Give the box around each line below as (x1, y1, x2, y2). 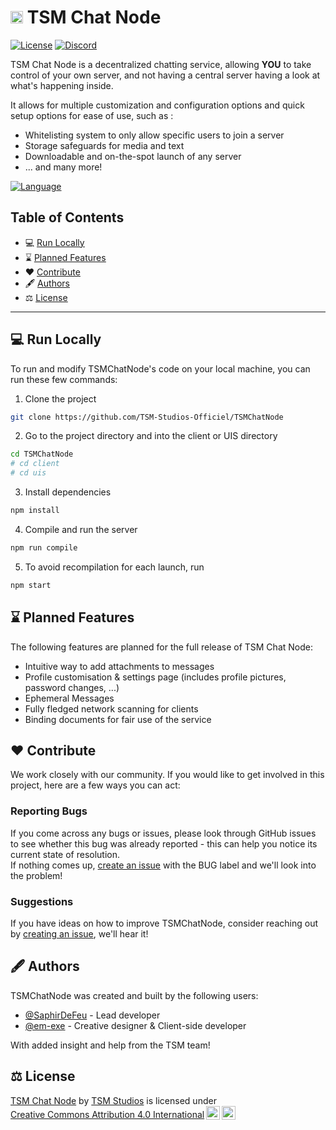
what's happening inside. (10, 79, 114, 91)
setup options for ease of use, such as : (10, 109, 174, 121)
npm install (10, 506, 60, 516)
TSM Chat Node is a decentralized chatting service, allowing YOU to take (10, 58, 312, 70)
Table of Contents (10, 209, 125, 226)
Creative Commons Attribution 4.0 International (10, 1108, 205, 1120)
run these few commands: (10, 373, 118, 385)
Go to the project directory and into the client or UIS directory (24, 430, 278, 442)
